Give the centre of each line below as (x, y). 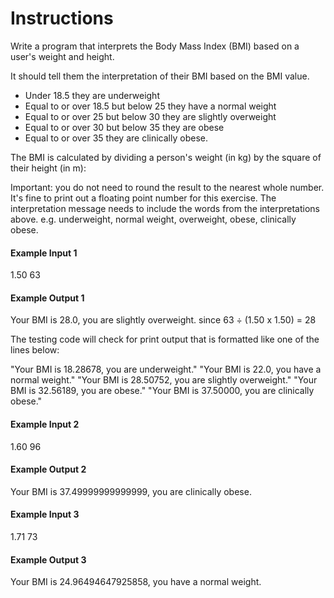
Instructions (62, 18)
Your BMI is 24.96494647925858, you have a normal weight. (136, 582)
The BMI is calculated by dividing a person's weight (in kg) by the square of (166, 157)
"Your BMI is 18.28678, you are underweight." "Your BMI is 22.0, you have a (166, 369)
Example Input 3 (45, 514)
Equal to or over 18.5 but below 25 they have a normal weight (150, 106)
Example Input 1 (44, 253)
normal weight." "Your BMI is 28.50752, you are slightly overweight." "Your (164, 380)
